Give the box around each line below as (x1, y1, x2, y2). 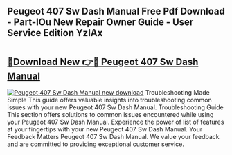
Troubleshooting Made (145, 89, 210, 96)
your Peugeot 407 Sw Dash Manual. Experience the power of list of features (7, 118, 224, 126)
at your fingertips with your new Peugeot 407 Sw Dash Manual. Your (7, 125, 203, 134)
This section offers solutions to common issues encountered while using (7, 111, 214, 118)
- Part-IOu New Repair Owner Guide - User (7, 17, 194, 28)
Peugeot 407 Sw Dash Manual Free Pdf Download (7, 6, 225, 17)
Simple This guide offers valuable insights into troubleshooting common (7, 96, 213, 104)
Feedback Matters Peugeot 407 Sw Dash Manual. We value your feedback (7, 133, 220, 140)
